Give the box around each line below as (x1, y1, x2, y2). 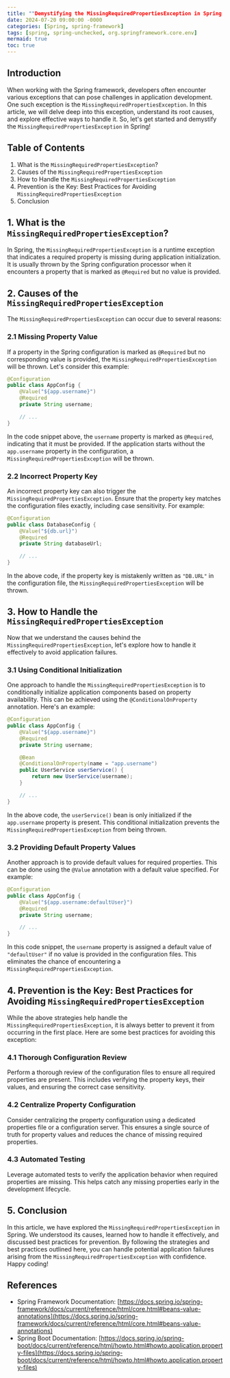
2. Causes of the (7, 287, 79, 299)
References (7, 1280, 57, 1291)
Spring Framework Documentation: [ (16, 1298, 120, 1306)
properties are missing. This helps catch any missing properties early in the (7, 1177, 220, 1186)
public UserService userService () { (19, 767, 125, 774)
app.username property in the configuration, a (7, 447, 133, 455)
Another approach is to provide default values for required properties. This (7, 858, 218, 866)
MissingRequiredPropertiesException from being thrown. (7, 825, 167, 834)
